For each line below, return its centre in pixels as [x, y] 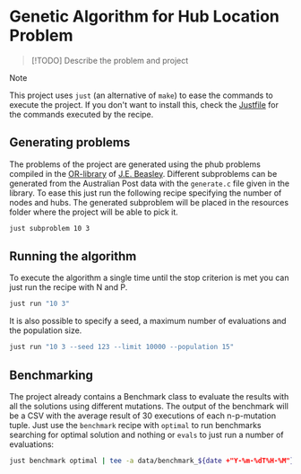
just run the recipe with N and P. [69, 287]
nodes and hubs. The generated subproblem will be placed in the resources [149, 202]
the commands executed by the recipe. [82, 114]
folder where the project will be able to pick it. [94, 212]
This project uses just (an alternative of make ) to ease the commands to [141, 95]
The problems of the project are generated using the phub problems [135, 164]
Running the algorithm [73, 256]
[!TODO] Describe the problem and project [110, 60]
